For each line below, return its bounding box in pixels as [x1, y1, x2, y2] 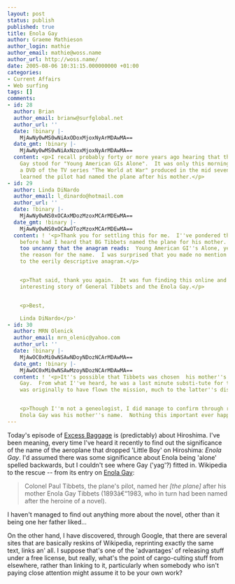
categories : [7, 69, 42, 76]
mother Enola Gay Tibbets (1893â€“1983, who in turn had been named [24, 489, 227, 498]
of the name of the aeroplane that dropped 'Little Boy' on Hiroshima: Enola [7, 446, 222, 454]
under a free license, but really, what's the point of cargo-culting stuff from [7, 553, 224, 562]
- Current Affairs [7, 75, 61, 83]
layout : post [7, 10, 45, 18]
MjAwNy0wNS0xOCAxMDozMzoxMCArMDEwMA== [20, 212, 133, 219]
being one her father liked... [7, 517, 87, 526]
